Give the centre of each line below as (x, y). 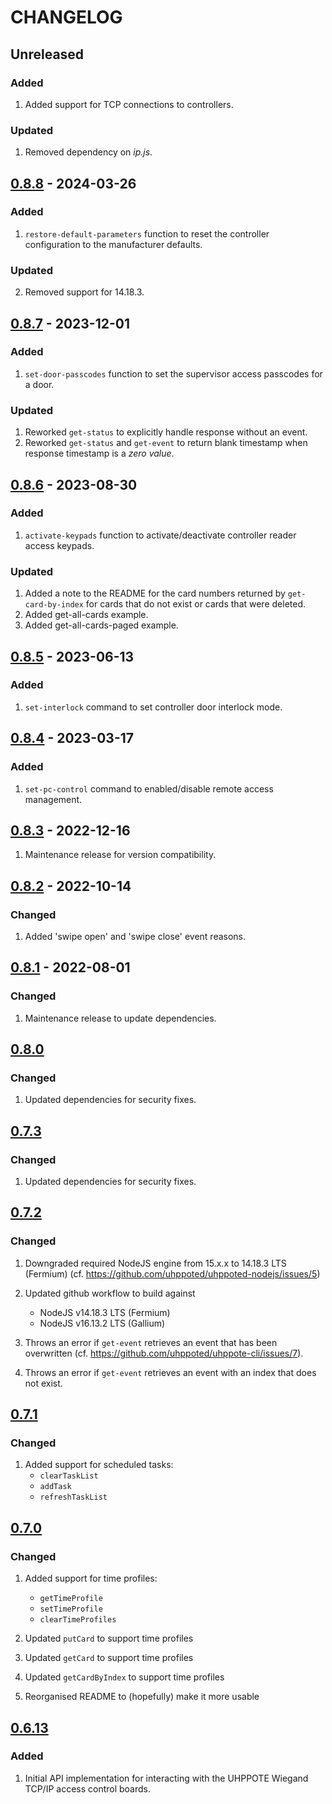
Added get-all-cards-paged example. (101, 625)
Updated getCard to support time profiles (109, 1658)
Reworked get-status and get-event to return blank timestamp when (166, 443)
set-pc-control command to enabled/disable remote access (149, 788)
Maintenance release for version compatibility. (120, 855)
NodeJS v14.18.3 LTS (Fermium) (105, 1312)
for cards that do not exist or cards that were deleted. (196, 604)
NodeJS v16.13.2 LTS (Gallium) (102, 1323)
